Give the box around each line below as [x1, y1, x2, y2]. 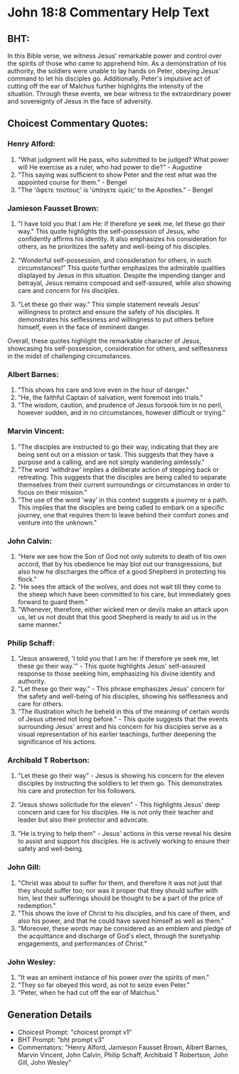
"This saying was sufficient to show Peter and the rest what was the [17, 170, 217, 179]
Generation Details [7, 1009, 92, 1021]
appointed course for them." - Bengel [17, 177, 127, 186]
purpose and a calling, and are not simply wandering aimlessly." [17, 458, 205, 466]
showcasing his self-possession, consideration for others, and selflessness [7, 344, 228, 353]
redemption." [17, 901, 56, 909]
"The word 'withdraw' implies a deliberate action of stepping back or [17, 465, 219, 474]
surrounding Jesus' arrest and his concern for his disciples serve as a [17, 723, 223, 731]
